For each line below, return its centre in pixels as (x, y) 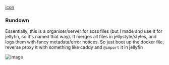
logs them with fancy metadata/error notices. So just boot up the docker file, (84, 42)
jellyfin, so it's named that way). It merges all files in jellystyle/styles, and (81, 37)
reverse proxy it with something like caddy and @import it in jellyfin (74, 47)
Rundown (17, 20)
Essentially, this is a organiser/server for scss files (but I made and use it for (84, 31)
